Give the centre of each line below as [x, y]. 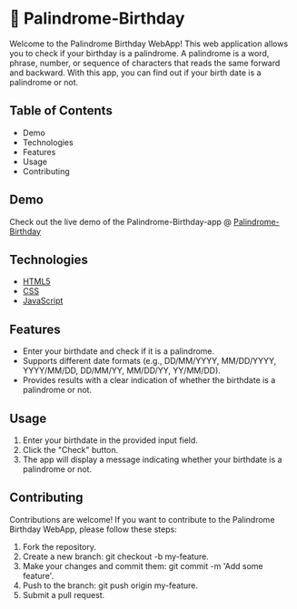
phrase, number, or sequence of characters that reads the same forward [145, 63]
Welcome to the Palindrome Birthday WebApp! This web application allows [149, 44]
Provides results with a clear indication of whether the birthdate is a [149, 380]
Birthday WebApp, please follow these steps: [93, 529]
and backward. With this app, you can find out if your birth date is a [135, 73]
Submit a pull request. [64, 594]
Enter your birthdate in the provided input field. [110, 440]
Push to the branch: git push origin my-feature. [110, 585]
